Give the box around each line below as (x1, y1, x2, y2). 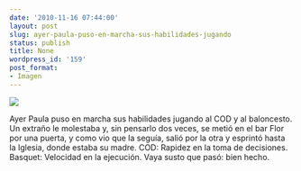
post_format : (9, 64, 59, 73)
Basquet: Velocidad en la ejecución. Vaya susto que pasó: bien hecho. (9, 151, 270, 162)
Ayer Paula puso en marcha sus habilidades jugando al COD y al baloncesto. (9, 113, 293, 124)
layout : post (9, 22, 59, 31)
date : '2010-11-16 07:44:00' (9, 13, 119, 22)
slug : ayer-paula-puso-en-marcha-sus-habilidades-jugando (9, 30, 232, 39)
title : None (9, 47, 54, 56)
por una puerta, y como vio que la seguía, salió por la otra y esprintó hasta (9, 132, 286, 143)
